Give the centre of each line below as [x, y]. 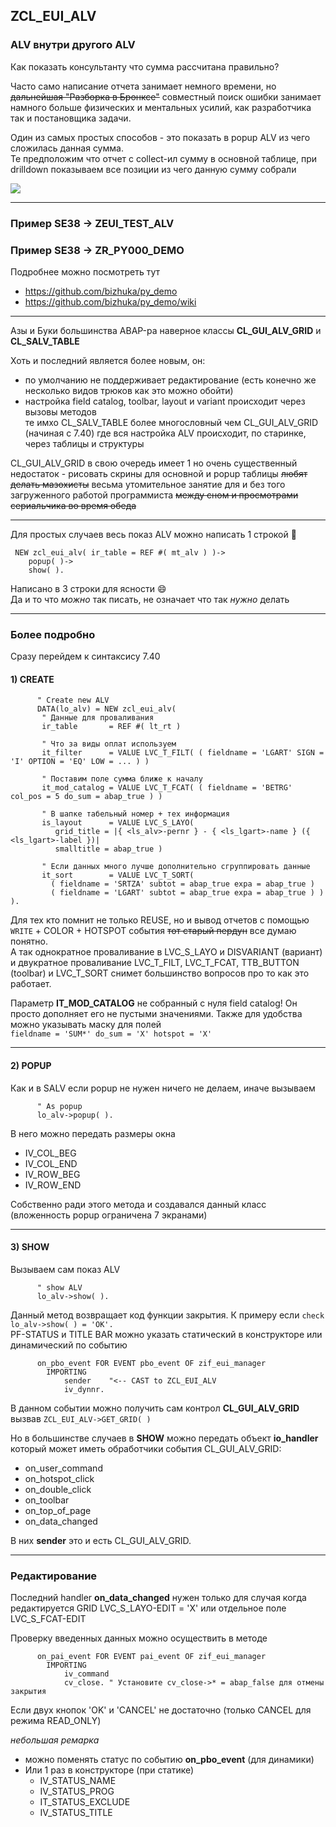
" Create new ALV [73, 700]
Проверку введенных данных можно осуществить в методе [139, 1638]
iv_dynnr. [84, 1389]
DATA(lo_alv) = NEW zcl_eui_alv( [106, 709]
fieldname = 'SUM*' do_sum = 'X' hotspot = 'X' [111, 1034]
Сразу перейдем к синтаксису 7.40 [85, 656]
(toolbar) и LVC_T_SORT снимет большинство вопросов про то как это [160, 973]
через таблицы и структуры [84, 443]
